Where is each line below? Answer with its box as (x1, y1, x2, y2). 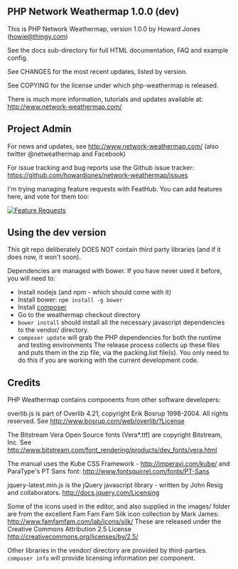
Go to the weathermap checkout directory (17, 311, 141, 319)
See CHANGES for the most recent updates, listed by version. (7, 67, 188, 75)
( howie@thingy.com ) (7, 32, 69, 41)
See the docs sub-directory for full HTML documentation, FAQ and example (7, 46, 229, 54)
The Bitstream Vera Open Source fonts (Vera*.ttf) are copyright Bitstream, (7, 430, 222, 440)
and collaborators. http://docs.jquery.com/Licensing (7, 489, 160, 497)
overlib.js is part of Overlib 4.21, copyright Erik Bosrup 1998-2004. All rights (7, 409, 229, 418)
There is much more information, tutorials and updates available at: (7, 95, 204, 103)
